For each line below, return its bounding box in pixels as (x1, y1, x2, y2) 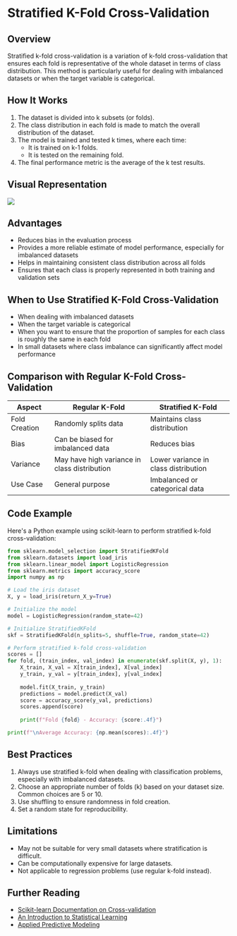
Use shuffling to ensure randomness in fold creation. (17, 797, 171, 806)
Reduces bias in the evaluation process (17, 236, 132, 245)
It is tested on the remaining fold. (28, 150, 124, 159)
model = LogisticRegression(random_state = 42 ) (7, 612, 143, 620)
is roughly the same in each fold (17, 335, 111, 343)
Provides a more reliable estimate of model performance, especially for (17, 243, 224, 252)
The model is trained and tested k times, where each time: (17, 135, 187, 144)
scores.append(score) (20, 703, 83, 710)
